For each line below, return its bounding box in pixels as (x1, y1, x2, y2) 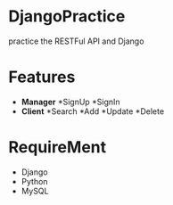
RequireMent (8, 137, 107, 158)
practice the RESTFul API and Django (8, 36, 144, 46)
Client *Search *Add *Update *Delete (21, 105, 165, 117)
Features (8, 67, 76, 87)
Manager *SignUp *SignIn (21, 96, 121, 107)
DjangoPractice (8, 6, 126, 27)
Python (21, 176, 48, 186)
